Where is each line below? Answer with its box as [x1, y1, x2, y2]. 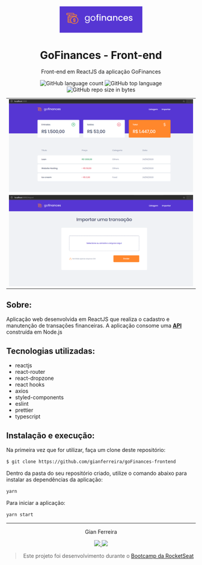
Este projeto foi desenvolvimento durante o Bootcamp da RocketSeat [23, 552, 194, 559]
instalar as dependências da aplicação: [6, 475, 103, 483]
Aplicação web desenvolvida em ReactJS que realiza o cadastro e [6, 316, 170, 323]
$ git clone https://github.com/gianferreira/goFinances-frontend [6, 459, 176, 465]
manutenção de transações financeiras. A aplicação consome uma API [6, 322, 182, 329]
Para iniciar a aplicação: [6, 499, 66, 506]
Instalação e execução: [6, 430, 95, 441]
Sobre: [6, 299, 32, 310]
